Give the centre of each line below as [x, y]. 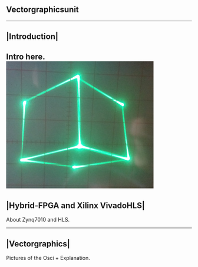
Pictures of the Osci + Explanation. [48, 258]
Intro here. [26, 56]
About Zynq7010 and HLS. [38, 220]
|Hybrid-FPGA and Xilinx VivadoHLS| [76, 205]
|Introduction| [32, 37]
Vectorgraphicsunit [43, 10]
